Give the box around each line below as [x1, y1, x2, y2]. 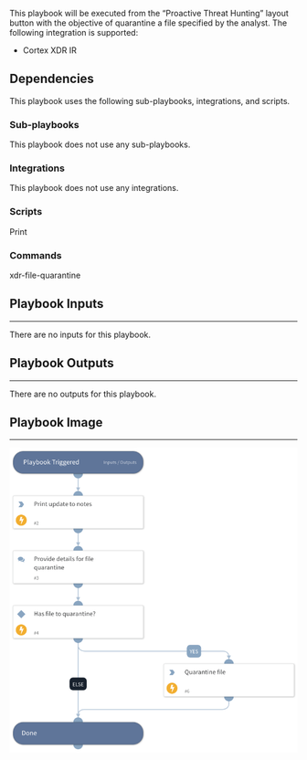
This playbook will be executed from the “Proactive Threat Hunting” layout [9, 8, 290, 18]
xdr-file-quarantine [9, 269, 81, 280]
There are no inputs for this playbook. [9, 329, 152, 340]
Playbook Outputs [9, 355, 114, 371]
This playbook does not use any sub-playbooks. [9, 139, 191, 150]
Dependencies [9, 71, 94, 87]
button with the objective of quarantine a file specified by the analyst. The [9, 17, 288, 28]
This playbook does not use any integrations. [9, 183, 179, 194]
